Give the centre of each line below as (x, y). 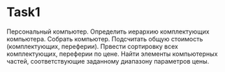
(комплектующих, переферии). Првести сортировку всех (93, 46)
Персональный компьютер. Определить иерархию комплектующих (108, 31)
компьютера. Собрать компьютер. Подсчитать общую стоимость (105, 38)
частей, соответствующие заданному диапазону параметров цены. (108, 61)
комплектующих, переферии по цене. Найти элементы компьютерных (112, 54)
